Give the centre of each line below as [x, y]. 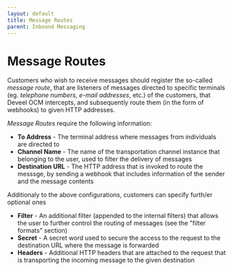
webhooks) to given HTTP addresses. [61, 110]
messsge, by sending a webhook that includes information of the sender [121, 174]
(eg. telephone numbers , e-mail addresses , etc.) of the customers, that [109, 95]
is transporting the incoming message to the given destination [106, 260]
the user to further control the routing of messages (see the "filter [112, 223]
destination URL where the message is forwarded [88, 245]
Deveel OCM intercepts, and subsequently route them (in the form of [105, 102]
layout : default [31, 14]
